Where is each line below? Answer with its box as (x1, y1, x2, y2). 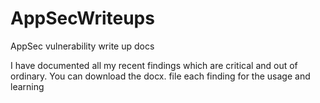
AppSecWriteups (10, 7, 155, 30)
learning (10, 80, 45, 92)
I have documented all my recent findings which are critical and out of (10, 59, 298, 71)
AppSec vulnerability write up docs (10, 40, 155, 52)
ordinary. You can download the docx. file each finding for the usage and (10, 70, 311, 82)
